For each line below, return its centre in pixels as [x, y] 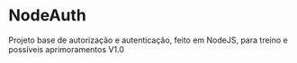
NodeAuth [47, 16]
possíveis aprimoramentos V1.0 [67, 49]
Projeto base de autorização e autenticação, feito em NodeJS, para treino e [148, 40]
